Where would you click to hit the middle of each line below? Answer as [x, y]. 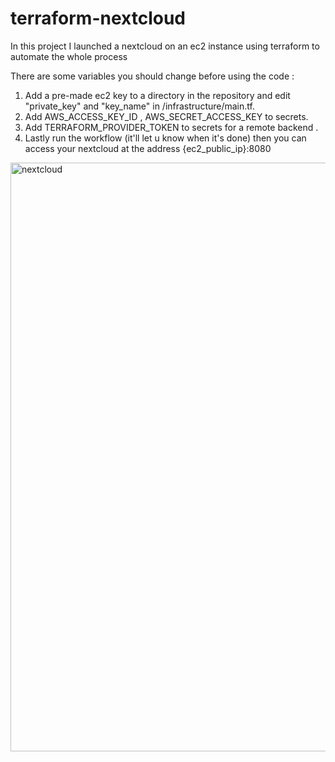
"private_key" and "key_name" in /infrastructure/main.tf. [139, 106]
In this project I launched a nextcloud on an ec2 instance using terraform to [165, 46]
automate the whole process [69, 56]
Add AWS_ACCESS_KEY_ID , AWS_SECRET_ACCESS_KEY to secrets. [166, 116]
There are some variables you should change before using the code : [152, 76]
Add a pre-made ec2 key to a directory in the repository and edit [157, 95]
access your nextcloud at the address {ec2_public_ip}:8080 [148, 148]
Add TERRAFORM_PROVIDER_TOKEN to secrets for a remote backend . [171, 127]
